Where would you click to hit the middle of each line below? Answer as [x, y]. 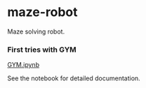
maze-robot [43, 12]
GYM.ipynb [24, 65]
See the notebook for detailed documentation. [74, 78]
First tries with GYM [42, 50]
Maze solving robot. [36, 31]
